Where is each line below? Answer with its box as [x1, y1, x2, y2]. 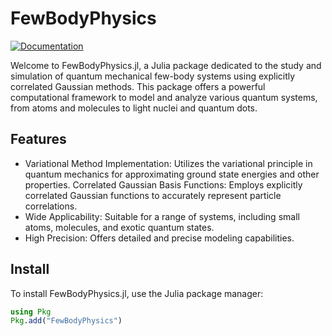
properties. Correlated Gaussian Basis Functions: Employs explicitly [24, 178, 303, 191]
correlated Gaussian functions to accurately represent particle [24, 189, 282, 201]
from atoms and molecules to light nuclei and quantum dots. [10, 102, 258, 114]
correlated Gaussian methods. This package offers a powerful [10, 80, 266, 92]
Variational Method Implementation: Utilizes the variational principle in [24, 157, 313, 169]
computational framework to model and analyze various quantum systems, [10, 91, 318, 103]
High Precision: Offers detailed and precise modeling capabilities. [24, 232, 295, 244]
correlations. [24, 200, 78, 212]
